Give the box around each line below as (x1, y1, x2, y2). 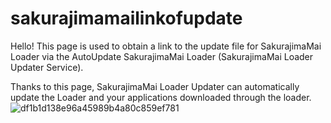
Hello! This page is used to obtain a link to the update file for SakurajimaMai (10, 40, 322, 52)
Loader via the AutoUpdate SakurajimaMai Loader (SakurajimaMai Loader (10, 50, 314, 62)
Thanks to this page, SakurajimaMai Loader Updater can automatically (10, 80, 300, 92)
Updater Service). (10, 61, 84, 73)
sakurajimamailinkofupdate (10, 7, 243, 30)
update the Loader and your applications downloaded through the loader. (10, 91, 312, 103)
